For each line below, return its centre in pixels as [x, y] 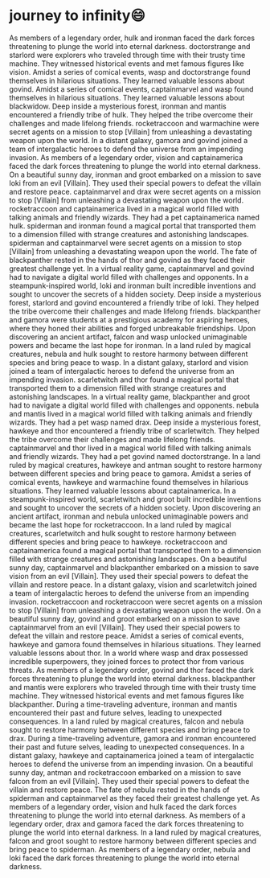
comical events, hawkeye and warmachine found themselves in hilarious [129, 482]
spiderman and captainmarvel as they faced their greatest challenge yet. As [135, 798]
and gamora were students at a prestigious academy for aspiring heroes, [129, 319]
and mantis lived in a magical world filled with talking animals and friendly [131, 413]
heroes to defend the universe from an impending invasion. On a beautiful [131, 764]
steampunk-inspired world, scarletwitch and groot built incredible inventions [135, 499]
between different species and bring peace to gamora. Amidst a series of [130, 474]
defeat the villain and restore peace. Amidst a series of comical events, [127, 636]
